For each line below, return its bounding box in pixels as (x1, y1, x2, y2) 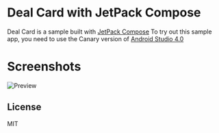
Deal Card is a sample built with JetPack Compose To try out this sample (7, 27, 212, 36)
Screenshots (7, 59, 81, 75)
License (7, 101, 42, 113)
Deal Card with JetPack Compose (7, 5, 201, 21)
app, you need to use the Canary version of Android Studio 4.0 (7, 34, 184, 43)
